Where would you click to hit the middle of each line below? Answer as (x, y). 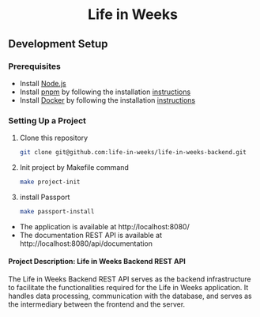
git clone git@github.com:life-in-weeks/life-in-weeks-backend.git (133, 153)
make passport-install (57, 211)
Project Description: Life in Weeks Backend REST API (97, 262)
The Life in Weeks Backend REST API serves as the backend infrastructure (130, 279)
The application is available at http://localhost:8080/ (104, 226)
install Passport (45, 197)
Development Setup (58, 44)
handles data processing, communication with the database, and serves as (130, 296)
